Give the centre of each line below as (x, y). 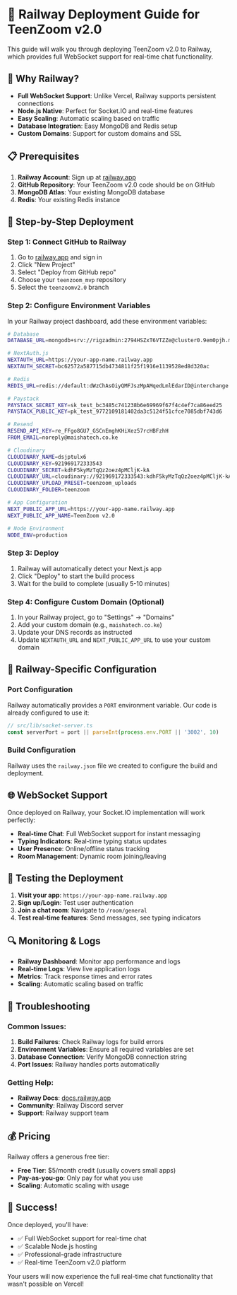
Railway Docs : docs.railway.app (64, 1098)
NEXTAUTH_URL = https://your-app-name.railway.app (80, 360)
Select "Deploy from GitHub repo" (67, 272)
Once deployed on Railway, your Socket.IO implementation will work (106, 812)
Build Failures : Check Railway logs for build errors (91, 1041)
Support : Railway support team (63, 1113)
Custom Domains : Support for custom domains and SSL (99, 133)
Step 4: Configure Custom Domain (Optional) (86, 602)
